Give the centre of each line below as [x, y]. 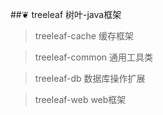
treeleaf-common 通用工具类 [94, 57]
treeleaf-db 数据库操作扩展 [90, 78]
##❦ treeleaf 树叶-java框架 [66, 14]
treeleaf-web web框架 [80, 99]
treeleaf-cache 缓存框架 [84, 36]
